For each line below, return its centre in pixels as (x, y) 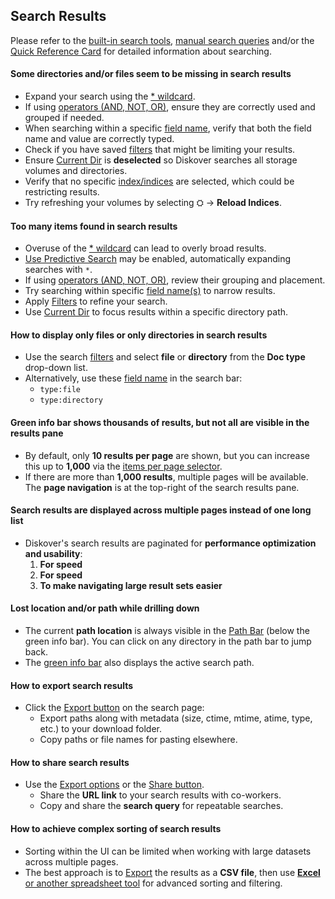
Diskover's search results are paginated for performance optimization (170, 543)
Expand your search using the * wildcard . (110, 96)
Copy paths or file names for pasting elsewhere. (138, 740)
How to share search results (70, 762)
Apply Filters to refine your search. (96, 301)
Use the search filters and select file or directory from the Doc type (165, 357)
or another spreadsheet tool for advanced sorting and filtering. (153, 883)
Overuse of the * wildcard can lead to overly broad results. (145, 248)
